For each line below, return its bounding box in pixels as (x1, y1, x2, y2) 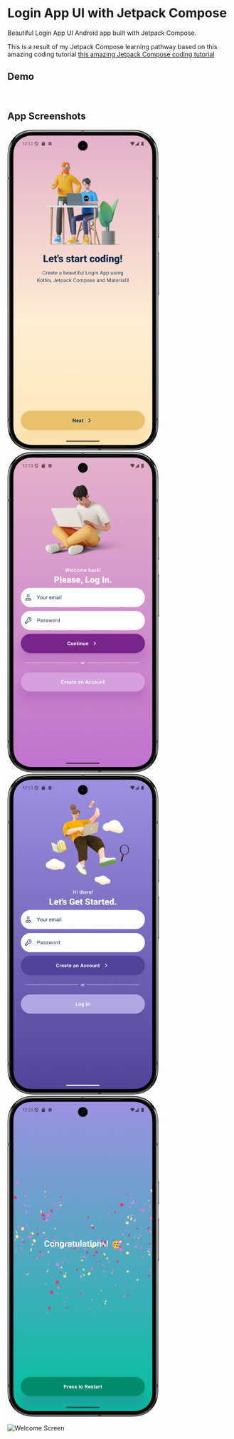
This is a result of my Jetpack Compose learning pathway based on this (7, 42, 218, 51)
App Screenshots (7, 110, 87, 123)
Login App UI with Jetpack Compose (7, 5, 228, 21)
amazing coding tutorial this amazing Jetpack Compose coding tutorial (7, 50, 215, 58)
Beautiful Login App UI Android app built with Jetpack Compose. (7, 29, 197, 37)
